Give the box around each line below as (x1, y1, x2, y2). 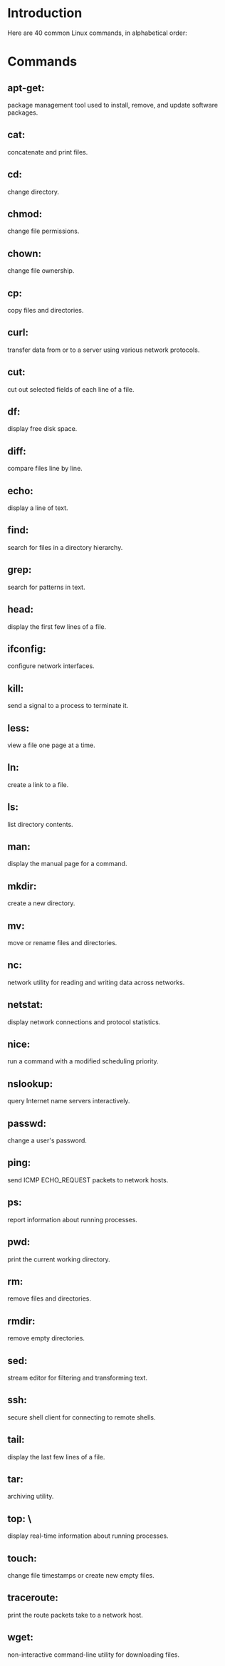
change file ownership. (7, 266, 75, 275)
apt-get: (7, 82, 45, 94)
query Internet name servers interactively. (7, 1097, 130, 1105)
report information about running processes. (7, 1215, 137, 1224)
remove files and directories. (7, 1294, 91, 1303)
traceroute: (7, 1592, 59, 1604)
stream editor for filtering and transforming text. (7, 1373, 148, 1382)
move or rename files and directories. (7, 939, 117, 947)
